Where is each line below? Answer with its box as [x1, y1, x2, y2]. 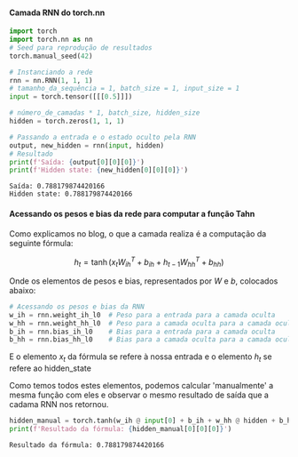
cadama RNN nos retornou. [9, 399, 109, 410]
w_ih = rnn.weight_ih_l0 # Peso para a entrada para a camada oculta [9, 310, 276, 319]
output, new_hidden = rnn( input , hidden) [9, 140, 165, 150]
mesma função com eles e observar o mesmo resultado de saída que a [9, 389, 269, 400]
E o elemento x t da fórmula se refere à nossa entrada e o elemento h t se [9, 351, 272, 365]
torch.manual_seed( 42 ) [9, 52, 93, 60]
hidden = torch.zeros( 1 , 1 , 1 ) [9, 116, 125, 126]
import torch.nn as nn [9, 36, 93, 44]
